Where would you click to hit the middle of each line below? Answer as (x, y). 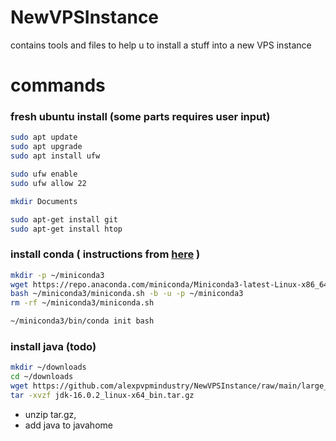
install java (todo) (53, 347)
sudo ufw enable (44, 174)
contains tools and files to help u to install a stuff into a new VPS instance (161, 45)
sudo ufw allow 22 (48, 183)
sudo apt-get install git (64, 219)
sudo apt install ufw (55, 156)
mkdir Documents (44, 201)
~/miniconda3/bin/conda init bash (82, 321)
